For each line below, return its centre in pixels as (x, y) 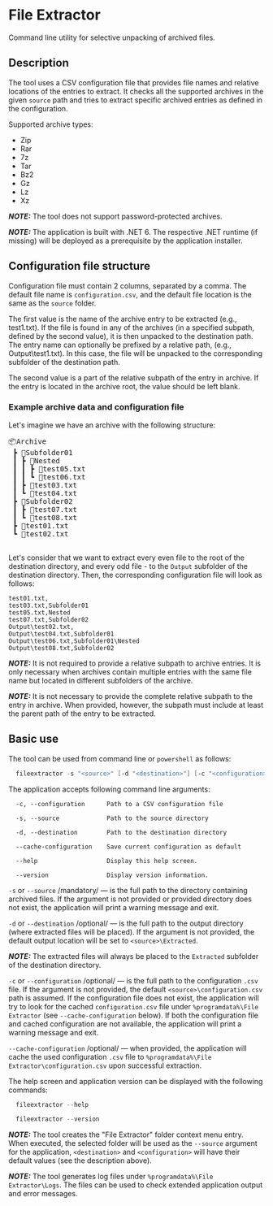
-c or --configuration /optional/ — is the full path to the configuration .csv (133, 980)
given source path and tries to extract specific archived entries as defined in (135, 100)
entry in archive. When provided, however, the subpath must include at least (136, 705)
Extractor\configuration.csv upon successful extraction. (105, 1065)
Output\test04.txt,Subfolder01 (61, 634)
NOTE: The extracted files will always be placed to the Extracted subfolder (134, 956)
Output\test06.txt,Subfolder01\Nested (74, 641)
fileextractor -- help (52, 1104)
